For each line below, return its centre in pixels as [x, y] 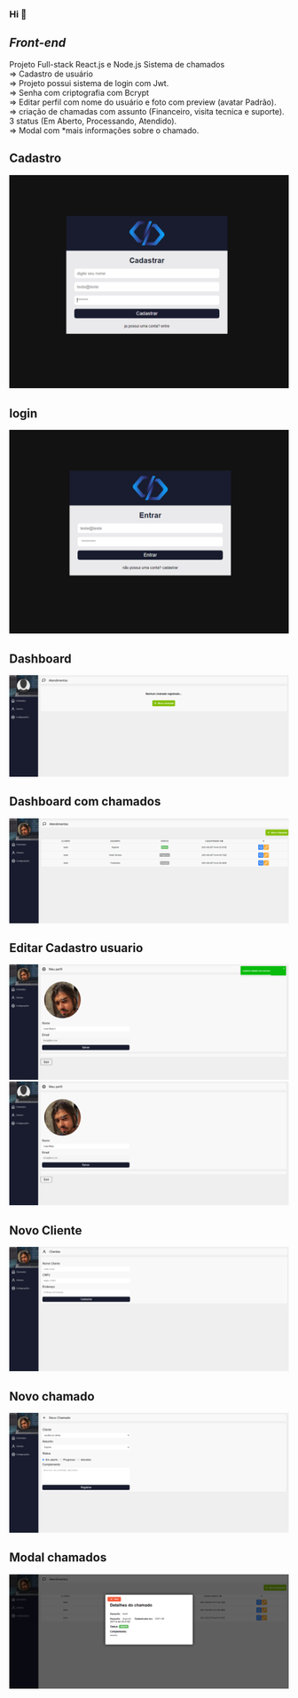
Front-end [38, 43]
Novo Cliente [46, 1230]
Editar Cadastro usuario [76, 948]
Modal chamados [58, 1558]
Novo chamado [52, 1396]
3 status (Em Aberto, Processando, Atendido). [93, 121]
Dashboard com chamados [85, 801]
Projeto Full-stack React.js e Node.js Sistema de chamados [117, 64]
